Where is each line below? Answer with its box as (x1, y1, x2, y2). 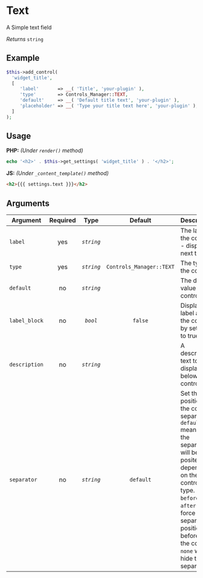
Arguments (6, 198, 50, 208)
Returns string (6, 35, 43, 42)
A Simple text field (6, 24, 52, 31)
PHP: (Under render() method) (6, 147, 83, 154)
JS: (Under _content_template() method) (6, 170, 109, 177)
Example (6, 53, 40, 64)
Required (49, 216, 76, 224)
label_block (9, 317, 44, 324)
